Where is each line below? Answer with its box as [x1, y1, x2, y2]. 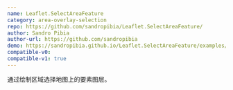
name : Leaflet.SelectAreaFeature [7, 10, 104, 17]
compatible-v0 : [7, 49, 51, 56]
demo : [7, 42, 23, 49]
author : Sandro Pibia [7, 29, 70, 37]
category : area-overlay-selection [7, 17, 107, 24]
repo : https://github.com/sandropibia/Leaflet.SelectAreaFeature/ [7, 23, 203, 30]
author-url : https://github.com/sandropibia [7, 36, 138, 43]
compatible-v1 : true [7, 55, 67, 62]
